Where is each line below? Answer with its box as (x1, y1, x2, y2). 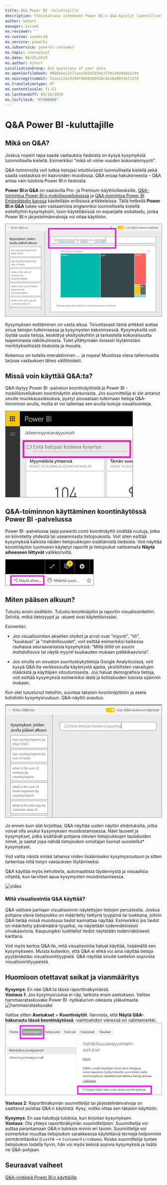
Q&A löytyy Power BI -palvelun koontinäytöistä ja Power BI (5, 385, 125, 391)
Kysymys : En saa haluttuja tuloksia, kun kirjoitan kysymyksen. (5, 1115, 133, 1121)
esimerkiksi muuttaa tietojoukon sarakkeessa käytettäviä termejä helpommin (5, 1131, 162, 1137)
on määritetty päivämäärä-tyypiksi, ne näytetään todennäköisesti (5, 923, 138, 929)
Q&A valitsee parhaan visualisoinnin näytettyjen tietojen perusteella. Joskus (5, 907, 160, 913)
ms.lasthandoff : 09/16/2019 (5, 92, 64, 97)
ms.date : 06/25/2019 (5, 55, 48, 60)
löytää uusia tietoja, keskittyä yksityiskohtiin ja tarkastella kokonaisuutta (5, 332, 152, 338)
